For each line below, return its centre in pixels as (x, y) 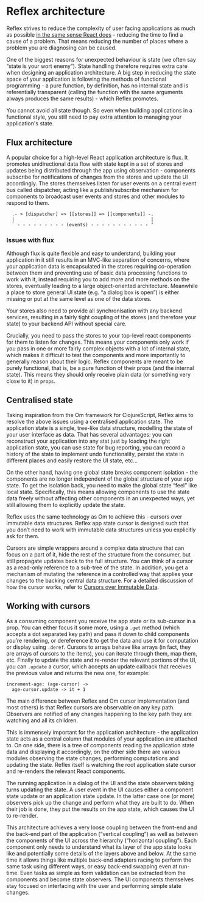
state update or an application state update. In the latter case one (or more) (100, 796)
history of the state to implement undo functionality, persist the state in (95, 454)
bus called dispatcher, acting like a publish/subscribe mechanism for (92, 190)
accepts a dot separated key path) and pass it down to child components (98, 634)
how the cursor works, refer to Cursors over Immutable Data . (83, 587)
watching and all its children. (42, 720)
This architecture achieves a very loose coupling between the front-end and (102, 827)
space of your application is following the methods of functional (86, 79)
